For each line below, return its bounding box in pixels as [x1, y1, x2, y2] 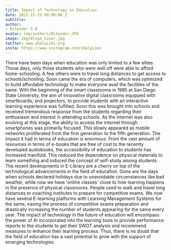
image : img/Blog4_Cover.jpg [5, 36, 65, 41]
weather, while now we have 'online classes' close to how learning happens [5, 179, 165, 185]
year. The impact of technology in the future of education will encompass [5, 212, 160, 218]
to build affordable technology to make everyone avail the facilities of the [5, 81, 159, 87]
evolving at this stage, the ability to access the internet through [5, 119, 138, 125]
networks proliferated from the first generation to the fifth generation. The [5, 130, 161, 136]
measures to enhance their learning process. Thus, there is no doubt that [5, 228, 159, 234]
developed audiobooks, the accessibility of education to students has [5, 146, 152, 152]
